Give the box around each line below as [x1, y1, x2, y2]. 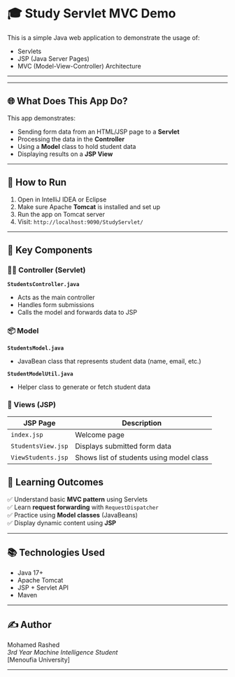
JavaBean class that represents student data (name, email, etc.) [17, 357, 201, 365]
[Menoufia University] [7, 655, 70, 664]
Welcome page [74, 429, 124, 439]
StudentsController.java [7, 281, 80, 288]
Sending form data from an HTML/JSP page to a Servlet [17, 127, 180, 136]
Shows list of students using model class [74, 452, 209, 462]
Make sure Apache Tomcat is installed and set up [17, 202, 161, 211]
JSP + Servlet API [17, 583, 69, 592]
